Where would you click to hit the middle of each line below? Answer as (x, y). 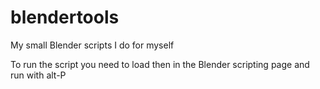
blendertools (65, 17)
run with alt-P (38, 75)
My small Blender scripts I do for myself (92, 45)
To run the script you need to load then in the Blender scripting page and (160, 64)
